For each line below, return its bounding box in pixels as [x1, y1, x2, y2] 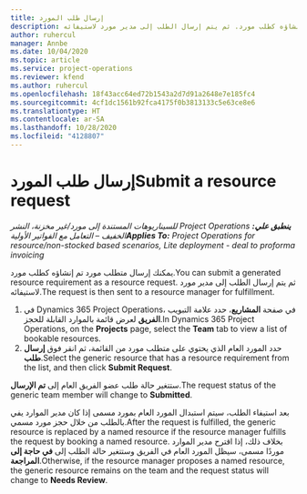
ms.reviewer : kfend [10, 73, 85, 82]
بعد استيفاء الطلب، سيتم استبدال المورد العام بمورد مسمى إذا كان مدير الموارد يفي [10, 407, 290, 418]
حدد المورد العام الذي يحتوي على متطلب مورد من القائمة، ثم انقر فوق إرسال [23, 342, 282, 353]
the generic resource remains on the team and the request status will [10, 465, 270, 476]
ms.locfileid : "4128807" [10, 132, 105, 141]
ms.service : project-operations [10, 65, 133, 74]
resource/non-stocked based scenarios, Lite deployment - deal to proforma [10, 239, 295, 250]
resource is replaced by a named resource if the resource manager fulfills [10, 426, 286, 437]
